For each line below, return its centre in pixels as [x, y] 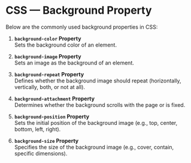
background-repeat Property [49, 74]
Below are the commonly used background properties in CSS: [82, 27]
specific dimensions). [41, 153]
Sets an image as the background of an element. [74, 63]
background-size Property [46, 140]
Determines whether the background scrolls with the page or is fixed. [100, 104]
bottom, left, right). [37, 129]
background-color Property [48, 38]
